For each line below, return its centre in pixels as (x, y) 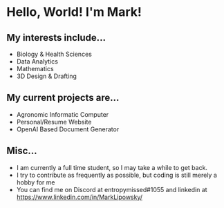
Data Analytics (37, 62)
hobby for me (36, 182)
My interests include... (56, 38)
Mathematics (35, 69)
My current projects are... (63, 98)
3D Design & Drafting (47, 76)
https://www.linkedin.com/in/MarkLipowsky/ (80, 197)
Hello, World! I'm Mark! (74, 12)
